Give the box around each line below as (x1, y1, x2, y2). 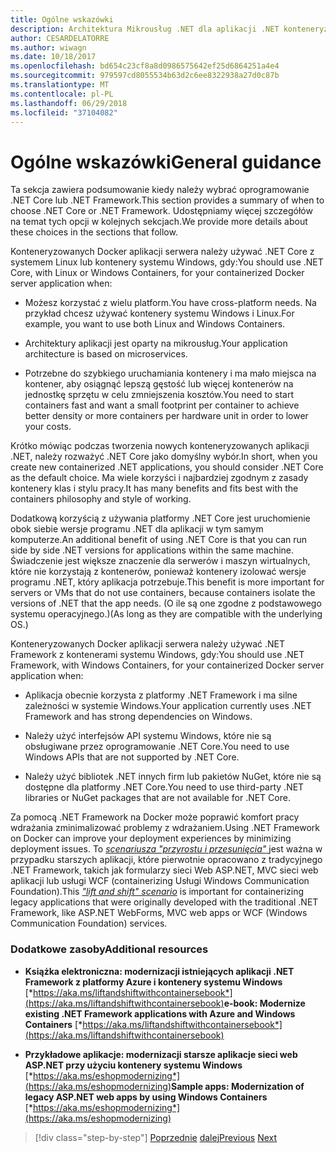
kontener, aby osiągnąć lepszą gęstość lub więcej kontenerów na (24, 378, 294, 390)
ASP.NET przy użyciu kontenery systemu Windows (24, 1059, 243, 1071)
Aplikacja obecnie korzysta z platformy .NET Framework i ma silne (24, 689, 298, 701)
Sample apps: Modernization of (171, 1080, 305, 1092)
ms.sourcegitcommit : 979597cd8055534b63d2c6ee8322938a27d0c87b (10, 71, 280, 81)
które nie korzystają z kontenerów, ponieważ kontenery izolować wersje (10, 566, 307, 578)
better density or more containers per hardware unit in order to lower (24, 410, 309, 422)
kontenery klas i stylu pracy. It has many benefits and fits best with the (10, 482, 299, 495)
